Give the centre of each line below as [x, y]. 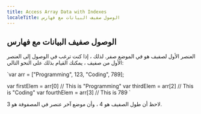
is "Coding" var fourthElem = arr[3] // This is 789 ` [69, 93]
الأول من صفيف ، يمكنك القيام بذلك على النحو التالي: [65, 63]
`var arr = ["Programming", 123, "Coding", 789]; [66, 74]
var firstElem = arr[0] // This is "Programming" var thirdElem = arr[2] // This [100, 86]
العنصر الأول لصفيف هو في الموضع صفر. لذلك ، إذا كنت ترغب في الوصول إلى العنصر [101, 56]
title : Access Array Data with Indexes [57, 12]
